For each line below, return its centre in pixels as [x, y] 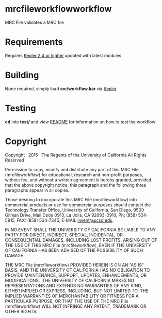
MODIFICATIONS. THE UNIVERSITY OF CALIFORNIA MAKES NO [70, 280]
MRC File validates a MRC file [34, 22]
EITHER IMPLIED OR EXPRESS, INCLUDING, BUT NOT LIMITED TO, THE [77, 291]
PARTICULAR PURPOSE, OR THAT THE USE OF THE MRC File [67, 301]
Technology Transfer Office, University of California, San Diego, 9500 [74, 210]
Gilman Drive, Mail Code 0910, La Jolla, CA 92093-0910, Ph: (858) [71, 215]
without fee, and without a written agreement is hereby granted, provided [78, 180]
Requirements [34, 42]
